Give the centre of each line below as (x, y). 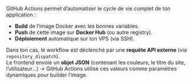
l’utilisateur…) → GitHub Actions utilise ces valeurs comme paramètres (91, 69)
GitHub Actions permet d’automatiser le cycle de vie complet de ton (89, 9)
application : (21, 15)
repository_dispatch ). (33, 56)
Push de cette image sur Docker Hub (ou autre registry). (84, 32)
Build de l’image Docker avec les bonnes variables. (77, 26)
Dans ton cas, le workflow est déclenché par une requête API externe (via (97, 50)
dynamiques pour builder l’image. (47, 75)
